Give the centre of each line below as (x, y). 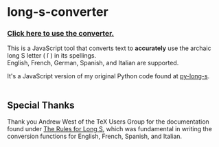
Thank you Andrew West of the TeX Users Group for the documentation (108, 122)
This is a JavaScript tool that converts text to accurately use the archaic (109, 48)
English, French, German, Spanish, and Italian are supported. (93, 63)
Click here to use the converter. (61, 34)
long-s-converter (58, 12)
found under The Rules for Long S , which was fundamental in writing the (110, 129)
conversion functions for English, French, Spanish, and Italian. (95, 136)
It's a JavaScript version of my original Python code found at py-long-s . (108, 76)
